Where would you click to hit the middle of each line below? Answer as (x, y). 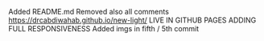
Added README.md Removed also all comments (89, 12)
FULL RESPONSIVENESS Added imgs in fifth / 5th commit (104, 29)
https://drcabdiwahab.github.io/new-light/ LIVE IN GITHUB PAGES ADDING (132, 20)
